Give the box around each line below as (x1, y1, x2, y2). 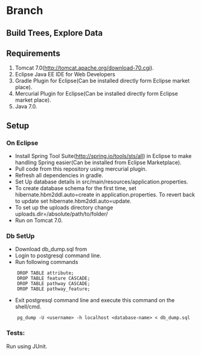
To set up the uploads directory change (14, 204, 113, 211)
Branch (6, 4, 43, 18)
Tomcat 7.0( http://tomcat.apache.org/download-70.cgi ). (14, 64, 154, 71)
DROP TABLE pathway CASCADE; (17, 281, 91, 287)
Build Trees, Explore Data (6, 28, 103, 38)
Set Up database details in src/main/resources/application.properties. (14, 178, 188, 185)
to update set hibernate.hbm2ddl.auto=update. (14, 197, 132, 205)
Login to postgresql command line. (14, 252, 101, 259)
